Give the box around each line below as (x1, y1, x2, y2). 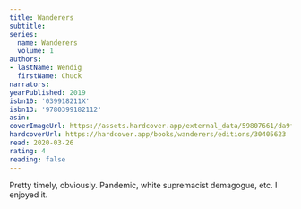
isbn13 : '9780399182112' (9, 105, 102, 114)
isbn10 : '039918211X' (9, 96, 90, 106)
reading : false (9, 154, 66, 164)
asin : (9, 113, 30, 122)
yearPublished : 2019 (9, 88, 87, 97)
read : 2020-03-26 (9, 138, 74, 147)
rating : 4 (9, 146, 47, 155)
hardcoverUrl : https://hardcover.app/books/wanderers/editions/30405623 (9, 130, 287, 139)
